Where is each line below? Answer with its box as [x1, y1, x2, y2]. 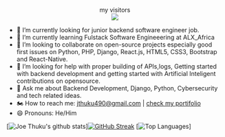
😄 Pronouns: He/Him [16, 109, 77, 117]
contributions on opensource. [16, 77, 100, 85]
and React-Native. [16, 55, 68, 63]
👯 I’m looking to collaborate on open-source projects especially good [16, 40, 213, 49]
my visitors [99, 6, 131, 14]
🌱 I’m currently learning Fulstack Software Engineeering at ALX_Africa [16, 34, 215, 41]
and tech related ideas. [16, 92, 82, 99]
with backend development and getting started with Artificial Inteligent [16, 70, 216, 77]
